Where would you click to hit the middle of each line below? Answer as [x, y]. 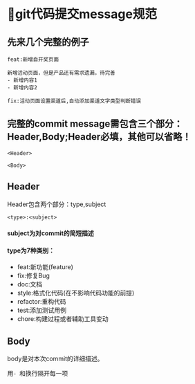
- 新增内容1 [22, 80]
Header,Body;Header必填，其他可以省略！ [99, 137]
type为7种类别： [31, 250]
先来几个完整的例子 [48, 42]
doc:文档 [30, 284]
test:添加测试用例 [42, 310]
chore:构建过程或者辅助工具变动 [63, 319]
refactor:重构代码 [41, 302]
